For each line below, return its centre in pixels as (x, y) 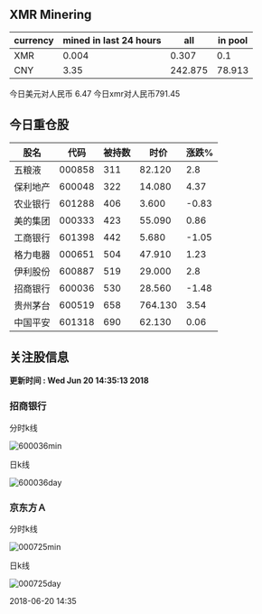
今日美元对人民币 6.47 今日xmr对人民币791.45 (95, 93)
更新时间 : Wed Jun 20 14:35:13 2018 (79, 381)
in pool (233, 40)
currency (34, 40)
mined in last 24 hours (112, 40)
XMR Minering (51, 15)
